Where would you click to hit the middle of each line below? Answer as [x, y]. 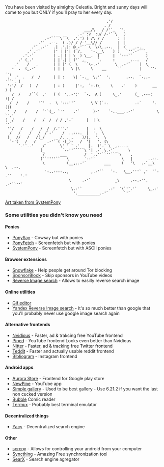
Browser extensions [26, 259]
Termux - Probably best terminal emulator [55, 404]
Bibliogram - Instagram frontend [45, 356]
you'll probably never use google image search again [66, 313]
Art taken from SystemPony [33, 202]
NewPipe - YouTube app [37, 384]
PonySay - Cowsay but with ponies [48, 238]
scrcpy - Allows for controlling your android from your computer [77, 449]
